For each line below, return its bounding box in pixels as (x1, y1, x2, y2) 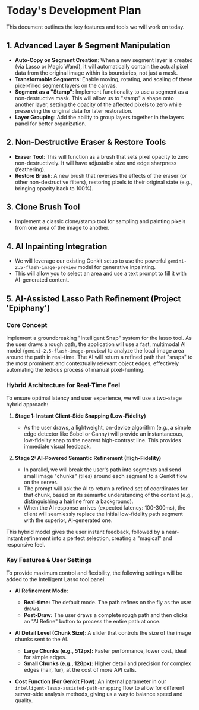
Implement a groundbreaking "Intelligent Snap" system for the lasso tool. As (6, 334, 192, 341)
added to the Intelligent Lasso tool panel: (6, 576, 106, 583)
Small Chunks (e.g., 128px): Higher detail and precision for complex (23, 660, 191, 667)
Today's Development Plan (6, 4, 141, 17)
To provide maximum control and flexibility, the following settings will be (6, 569, 183, 576)
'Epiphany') (6, 302, 50, 313)
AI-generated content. (14, 276, 70, 283)
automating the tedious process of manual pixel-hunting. (6, 366, 145, 373)
